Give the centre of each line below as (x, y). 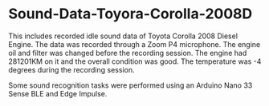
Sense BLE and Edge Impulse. (58, 93)
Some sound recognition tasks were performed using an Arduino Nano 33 (130, 85)
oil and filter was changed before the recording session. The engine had (128, 53)
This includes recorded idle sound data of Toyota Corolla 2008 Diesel (123, 36)
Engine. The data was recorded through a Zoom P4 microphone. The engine (134, 44)
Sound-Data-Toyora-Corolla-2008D (130, 14)
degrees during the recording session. (71, 69)
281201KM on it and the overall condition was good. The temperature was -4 (135, 61)
